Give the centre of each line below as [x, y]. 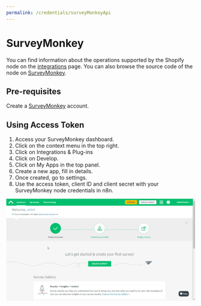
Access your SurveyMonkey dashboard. [64, 139]
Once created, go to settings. [51, 178]
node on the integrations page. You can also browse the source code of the [100, 66]
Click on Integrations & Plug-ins [54, 152]
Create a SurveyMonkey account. [47, 106]
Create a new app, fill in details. [54, 171]
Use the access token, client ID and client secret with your [87, 184]
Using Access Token [45, 125]
